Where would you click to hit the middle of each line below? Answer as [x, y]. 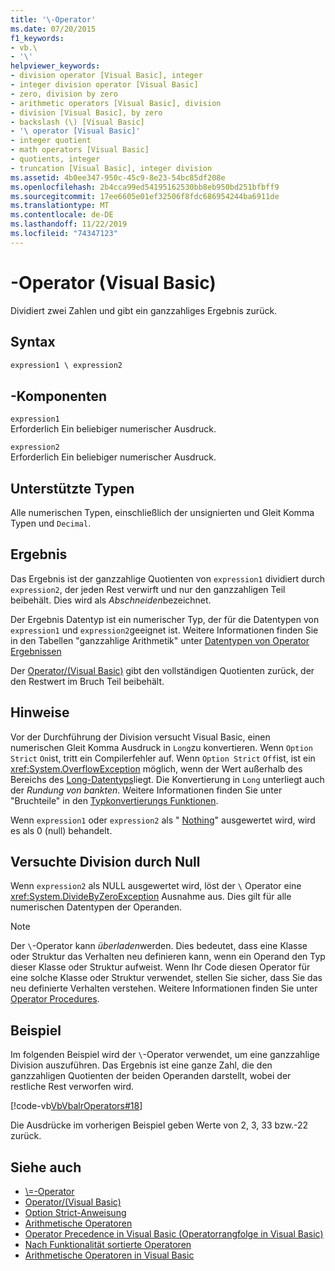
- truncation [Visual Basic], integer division [111, 168]
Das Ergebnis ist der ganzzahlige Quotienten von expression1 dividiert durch [168, 578]
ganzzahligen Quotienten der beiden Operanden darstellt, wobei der [151, 1076]
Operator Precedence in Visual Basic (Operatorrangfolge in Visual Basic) [174, 1234]
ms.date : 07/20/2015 [53, 29]
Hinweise [40, 712]
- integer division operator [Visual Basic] [104, 85]
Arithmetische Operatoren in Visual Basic [109, 1255]
